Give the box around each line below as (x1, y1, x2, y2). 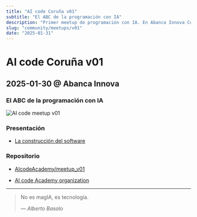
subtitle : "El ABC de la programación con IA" (6, 14, 122, 20)
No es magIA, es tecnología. (20, 194, 89, 201)
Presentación (6, 124, 45, 132)
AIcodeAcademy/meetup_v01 (14, 165, 85, 173)
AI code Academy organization (14, 177, 90, 184)
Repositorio (6, 152, 40, 160)
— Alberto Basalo (20, 205, 63, 212)
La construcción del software (14, 137, 86, 144)
